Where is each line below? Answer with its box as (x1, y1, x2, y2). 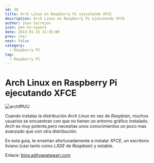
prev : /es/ (5, 34, 27, 39)
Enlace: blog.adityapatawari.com (5, 152, 71, 158)
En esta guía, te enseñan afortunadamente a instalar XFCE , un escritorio (5, 138, 149, 144)
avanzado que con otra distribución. (5, 129, 78, 134)
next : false (5, 39, 29, 44)
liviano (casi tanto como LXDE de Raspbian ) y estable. (5, 143, 114, 149)
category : (5, 43, 25, 48)
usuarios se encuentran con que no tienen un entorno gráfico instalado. (5, 118, 149, 124)
